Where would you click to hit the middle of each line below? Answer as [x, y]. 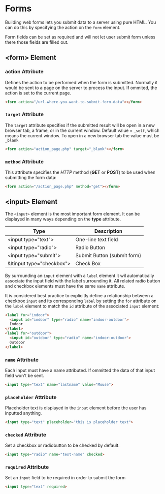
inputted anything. [24, 413]
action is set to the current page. [38, 93]
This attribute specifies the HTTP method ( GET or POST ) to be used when [80, 172]
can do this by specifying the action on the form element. [63, 27]
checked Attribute [26, 434]
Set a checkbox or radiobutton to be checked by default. [62, 445]
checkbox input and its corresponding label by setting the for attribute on [81, 301]
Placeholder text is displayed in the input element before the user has [76, 408]
